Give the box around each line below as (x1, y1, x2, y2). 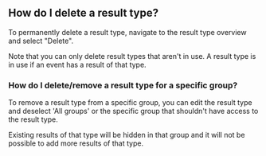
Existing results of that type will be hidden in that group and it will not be (8, 131, 245, 140)
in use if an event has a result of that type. (8, 60, 147, 69)
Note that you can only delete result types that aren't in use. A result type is (8, 51, 256, 60)
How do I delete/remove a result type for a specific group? (8, 80, 238, 91)
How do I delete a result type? (8, 6, 159, 20)
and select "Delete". (8, 36, 74, 45)
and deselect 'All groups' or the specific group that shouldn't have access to (8, 107, 259, 116)
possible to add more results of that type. (8, 138, 144, 148)
